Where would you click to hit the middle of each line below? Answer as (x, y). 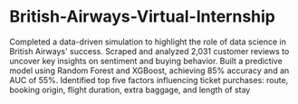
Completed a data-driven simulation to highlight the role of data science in (148, 42)
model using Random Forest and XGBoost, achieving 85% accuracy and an (149, 71)
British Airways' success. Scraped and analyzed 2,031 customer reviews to (149, 51)
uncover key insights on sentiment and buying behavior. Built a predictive (146, 61)
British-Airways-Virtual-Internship (143, 17)
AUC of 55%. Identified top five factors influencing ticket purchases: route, (149, 80)
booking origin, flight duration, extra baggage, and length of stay (130, 90)
